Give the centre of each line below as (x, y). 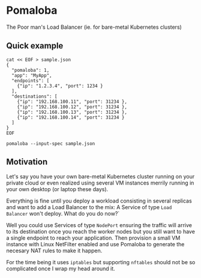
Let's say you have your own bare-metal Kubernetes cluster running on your (100, 176)
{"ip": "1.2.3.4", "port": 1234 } (60, 86)
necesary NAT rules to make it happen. (54, 250)
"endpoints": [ (31, 81)
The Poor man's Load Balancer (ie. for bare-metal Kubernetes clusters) (94, 27)
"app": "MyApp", (32, 75)
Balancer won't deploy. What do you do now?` (63, 213)
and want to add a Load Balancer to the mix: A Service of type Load (89, 207)
